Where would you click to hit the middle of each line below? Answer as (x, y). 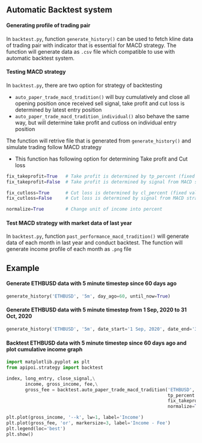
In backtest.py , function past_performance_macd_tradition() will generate (98, 236)
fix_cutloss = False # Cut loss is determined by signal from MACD (95, 199)
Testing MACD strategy (36, 72)
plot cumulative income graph (44, 349)
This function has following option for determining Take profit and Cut (101, 159)
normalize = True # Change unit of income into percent (84, 209)
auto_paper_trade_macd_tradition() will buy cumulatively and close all (102, 97)
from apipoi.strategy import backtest (55, 368)
